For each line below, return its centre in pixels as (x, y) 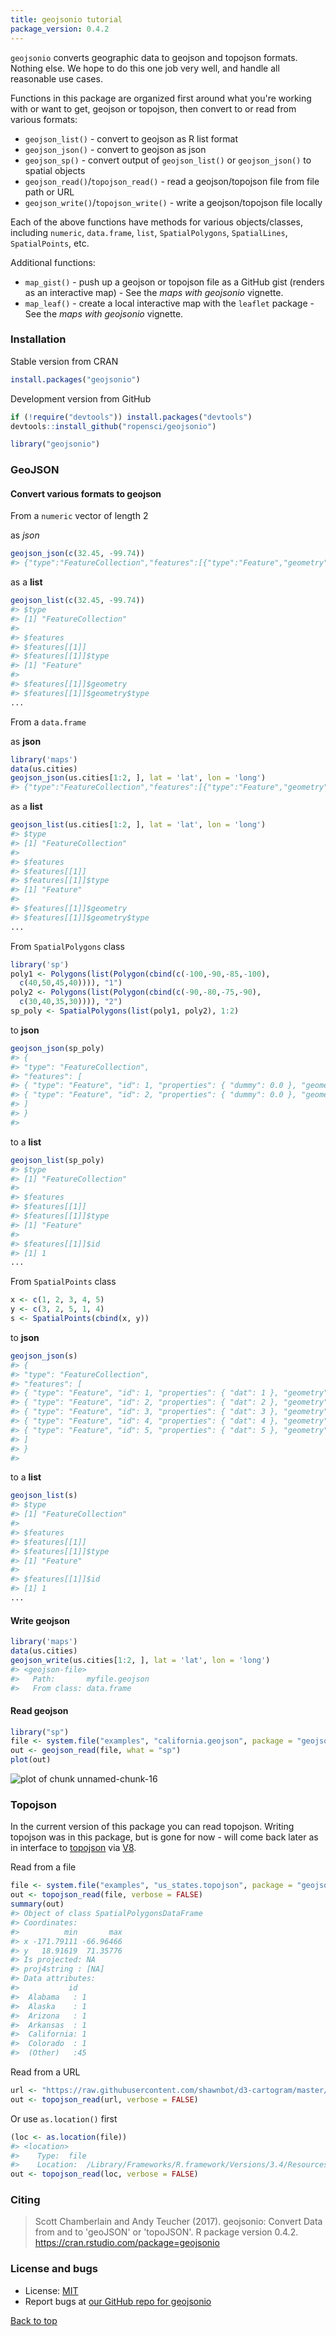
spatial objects (55, 170)
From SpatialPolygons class (67, 946)
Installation (38, 339)
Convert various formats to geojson (86, 493)
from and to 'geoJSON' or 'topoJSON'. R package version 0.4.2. (166, 2232)
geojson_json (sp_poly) (57, 1048)
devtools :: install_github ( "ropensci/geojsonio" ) (113, 426)
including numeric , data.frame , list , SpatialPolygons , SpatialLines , (149, 232)
